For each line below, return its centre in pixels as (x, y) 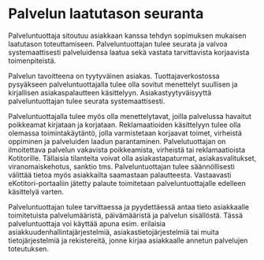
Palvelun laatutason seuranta (106, 14)
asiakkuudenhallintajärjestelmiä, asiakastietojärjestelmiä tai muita (113, 232)
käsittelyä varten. (36, 191)
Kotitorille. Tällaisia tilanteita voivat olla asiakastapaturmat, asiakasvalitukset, (132, 158)
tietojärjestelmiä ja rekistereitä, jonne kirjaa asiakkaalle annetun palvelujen (128, 240)
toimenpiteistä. (32, 61)
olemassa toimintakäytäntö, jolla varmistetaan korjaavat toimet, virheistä (125, 133)
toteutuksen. (29, 248)
